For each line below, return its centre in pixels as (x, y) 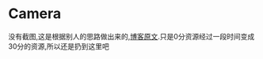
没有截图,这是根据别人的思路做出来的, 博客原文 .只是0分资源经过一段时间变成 (131, 36)
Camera (35, 14)
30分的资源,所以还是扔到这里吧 (59, 46)
